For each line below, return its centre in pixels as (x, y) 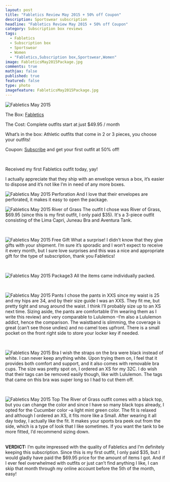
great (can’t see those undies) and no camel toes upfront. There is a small (82, 327)
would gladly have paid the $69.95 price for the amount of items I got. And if (85, 458)
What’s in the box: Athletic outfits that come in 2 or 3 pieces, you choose (81, 134)
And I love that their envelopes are (112, 194)
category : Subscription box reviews (44, 29)
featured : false (22, 81)
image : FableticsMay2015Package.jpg (44, 62)
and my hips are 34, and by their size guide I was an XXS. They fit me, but (82, 300)
